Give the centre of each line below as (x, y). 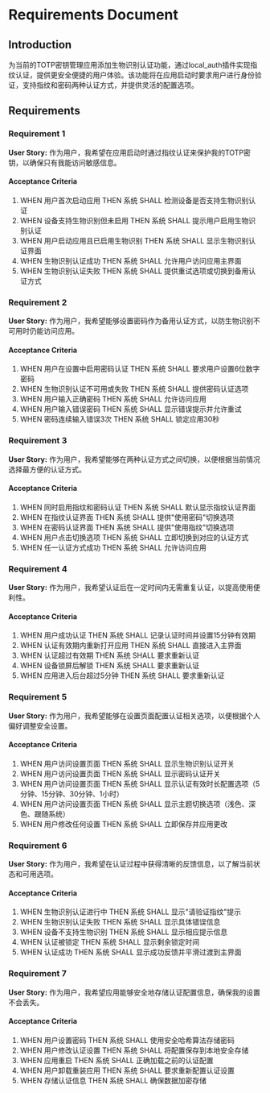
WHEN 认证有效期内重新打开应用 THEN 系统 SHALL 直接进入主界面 (131, 646)
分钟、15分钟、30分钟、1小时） (72, 794)
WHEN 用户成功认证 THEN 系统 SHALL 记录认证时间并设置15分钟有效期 (137, 635)
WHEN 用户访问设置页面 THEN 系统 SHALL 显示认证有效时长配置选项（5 (140, 783)
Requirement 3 (38, 441)
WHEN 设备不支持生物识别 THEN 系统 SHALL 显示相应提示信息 (123, 932)
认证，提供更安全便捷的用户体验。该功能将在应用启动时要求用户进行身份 (135, 75)
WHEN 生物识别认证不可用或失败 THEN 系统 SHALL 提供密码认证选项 (134, 389)
